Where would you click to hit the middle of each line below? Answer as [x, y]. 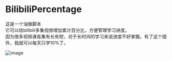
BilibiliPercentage [44, 9]
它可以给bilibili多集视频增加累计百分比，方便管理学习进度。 [67, 30]
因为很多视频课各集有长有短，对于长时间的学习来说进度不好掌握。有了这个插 [86, 36]
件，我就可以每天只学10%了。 [37, 43]
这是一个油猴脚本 [23, 24]
